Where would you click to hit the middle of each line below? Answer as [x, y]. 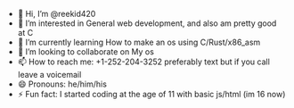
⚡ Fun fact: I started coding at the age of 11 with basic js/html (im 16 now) [151, 94]
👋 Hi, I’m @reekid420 [57, 14]
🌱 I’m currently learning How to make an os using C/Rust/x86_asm [139, 42]
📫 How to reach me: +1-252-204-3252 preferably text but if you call [143, 62]
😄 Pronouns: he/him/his [62, 84]
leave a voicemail [49, 75]
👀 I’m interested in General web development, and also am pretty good [147, 23]
